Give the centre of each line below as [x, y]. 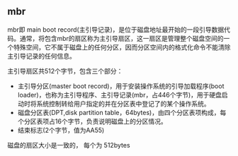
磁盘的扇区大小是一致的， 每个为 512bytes [69, 145]
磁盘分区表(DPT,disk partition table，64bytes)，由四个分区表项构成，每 [122, 112]
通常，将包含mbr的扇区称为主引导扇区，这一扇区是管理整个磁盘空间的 [122, 38]
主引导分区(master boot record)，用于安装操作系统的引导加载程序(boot [121, 86]
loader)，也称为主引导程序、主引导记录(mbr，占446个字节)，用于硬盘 [119, 95]
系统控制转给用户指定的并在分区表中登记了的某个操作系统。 [123, 103]
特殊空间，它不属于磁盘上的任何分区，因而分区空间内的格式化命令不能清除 [122, 47]
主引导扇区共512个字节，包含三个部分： [65, 71]
